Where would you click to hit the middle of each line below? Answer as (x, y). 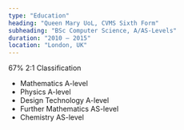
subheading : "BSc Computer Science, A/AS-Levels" (93, 30)
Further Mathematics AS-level (69, 109)
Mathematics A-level (54, 84)
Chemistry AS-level (52, 117)
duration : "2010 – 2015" (50, 38)
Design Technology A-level (64, 100)
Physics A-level (45, 92)
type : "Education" (39, 16)
